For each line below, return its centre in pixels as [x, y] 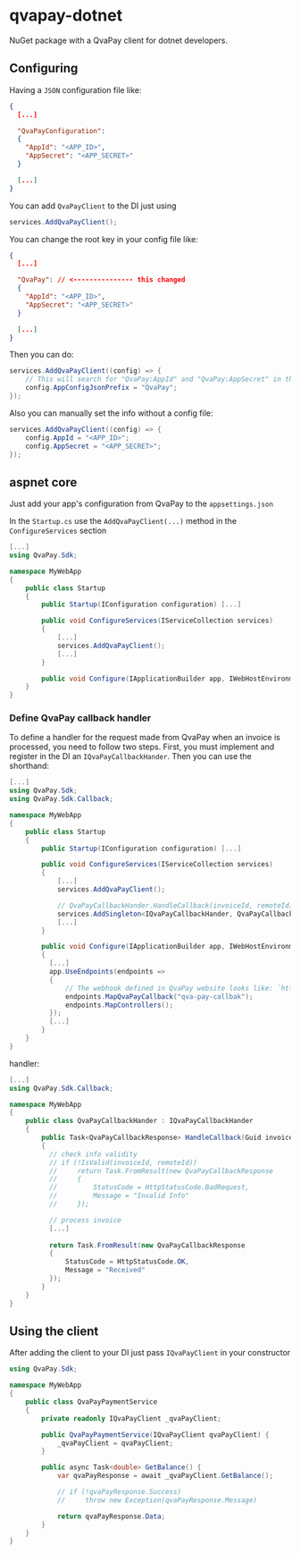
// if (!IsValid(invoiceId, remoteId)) [123, 1162]
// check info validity [93, 1154]
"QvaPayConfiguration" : [61, 131]
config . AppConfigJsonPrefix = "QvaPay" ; [101, 388]
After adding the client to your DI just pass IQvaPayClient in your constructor [150, 1353]
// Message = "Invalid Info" [119, 1196]
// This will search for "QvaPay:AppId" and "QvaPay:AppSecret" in [153, 380]
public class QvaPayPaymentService [92, 1402]
